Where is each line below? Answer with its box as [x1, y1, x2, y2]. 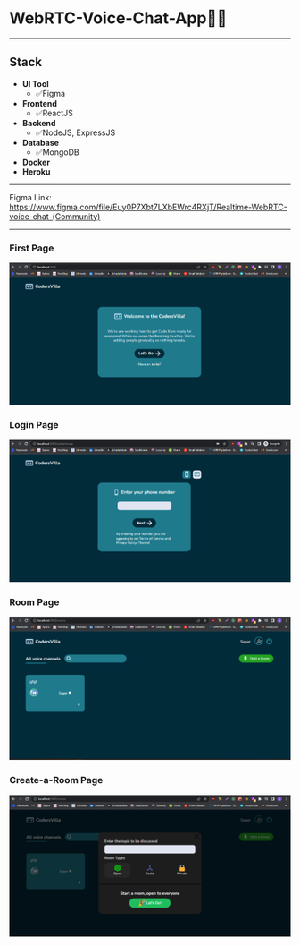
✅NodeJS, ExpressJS [35, 127, 116, 138]
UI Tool [21, 78, 49, 89]
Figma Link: [9, 192, 52, 202]
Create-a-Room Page [9, 774, 104, 787]
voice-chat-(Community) [9, 210, 101, 222]
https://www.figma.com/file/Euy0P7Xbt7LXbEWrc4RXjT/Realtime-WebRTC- [9, 201, 287, 212]
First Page [9, 242, 54, 254]
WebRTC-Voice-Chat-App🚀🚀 [9, 8, 228, 29]
